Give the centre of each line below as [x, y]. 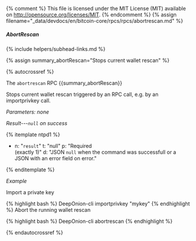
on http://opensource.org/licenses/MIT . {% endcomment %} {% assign [91, 15]
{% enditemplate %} [30, 170]
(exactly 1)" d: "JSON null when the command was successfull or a [95, 152]
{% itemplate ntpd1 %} [33, 135]
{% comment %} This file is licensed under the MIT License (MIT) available [96, 8]
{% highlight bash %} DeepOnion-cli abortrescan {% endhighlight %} [90, 221]
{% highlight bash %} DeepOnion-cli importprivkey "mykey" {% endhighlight [98, 204]
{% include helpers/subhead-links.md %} [56, 49]
